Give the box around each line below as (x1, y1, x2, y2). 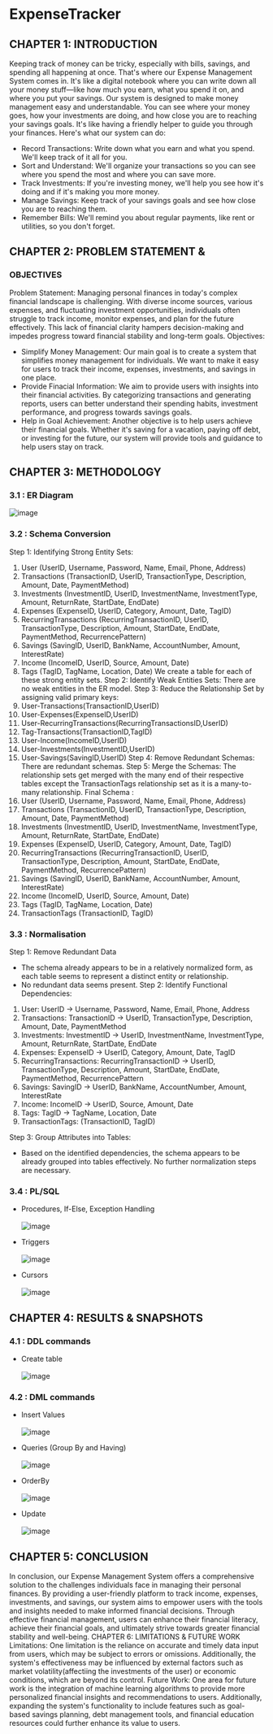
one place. (20, 372, 57, 382)
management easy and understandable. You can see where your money (9, 102, 250, 111)
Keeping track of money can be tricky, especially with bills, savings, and (9, 59, 250, 68)
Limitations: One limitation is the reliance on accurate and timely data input (9, 1641, 259, 1650)
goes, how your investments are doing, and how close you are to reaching (9, 111, 258, 120)
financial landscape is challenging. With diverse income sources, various (9, 296, 253, 306)
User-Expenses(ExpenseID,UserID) (20, 709, 139, 719)
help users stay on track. (20, 441, 105, 451)
